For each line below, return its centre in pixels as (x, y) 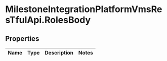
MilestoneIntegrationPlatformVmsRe (84, 9)
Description (59, 53)
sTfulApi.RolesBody (48, 20)
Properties (22, 39)
